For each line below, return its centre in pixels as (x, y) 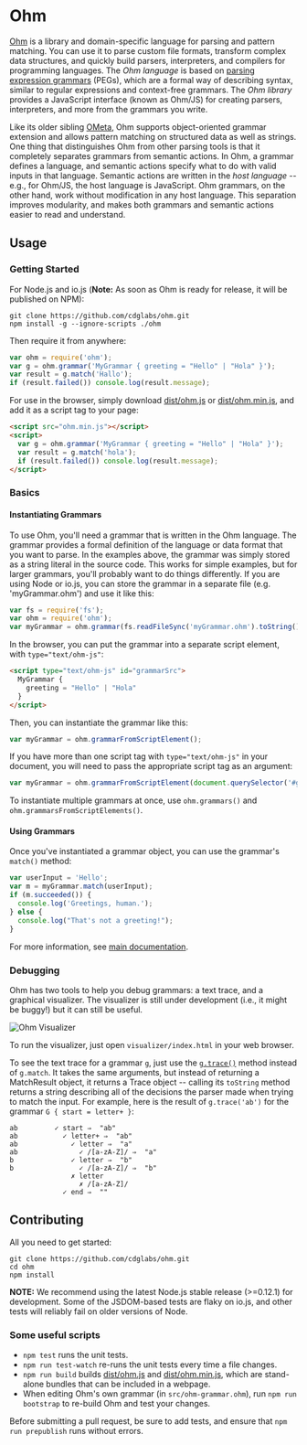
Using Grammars (42, 831)
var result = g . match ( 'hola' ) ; (77, 452)
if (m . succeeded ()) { (51, 895)
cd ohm (22, 1267)
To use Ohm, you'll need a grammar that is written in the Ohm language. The (153, 535)
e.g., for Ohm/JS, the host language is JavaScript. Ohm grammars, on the (148, 185)
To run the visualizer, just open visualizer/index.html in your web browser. (152, 1044)
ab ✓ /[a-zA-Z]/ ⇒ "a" (83, 1152)
